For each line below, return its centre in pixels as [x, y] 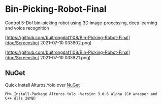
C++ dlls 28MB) [21, 98]
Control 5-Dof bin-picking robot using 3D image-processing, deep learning [81, 23]
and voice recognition [27, 28]
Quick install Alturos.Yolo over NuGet [43, 85]
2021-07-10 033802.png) [66, 42]
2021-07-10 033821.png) [65, 57]
